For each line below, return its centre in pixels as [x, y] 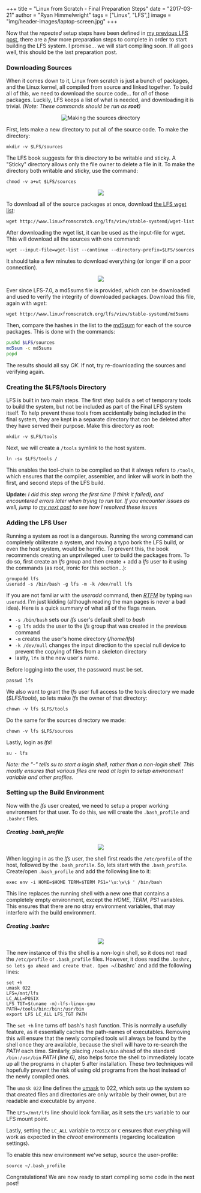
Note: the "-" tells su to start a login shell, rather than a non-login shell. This [100, 764]
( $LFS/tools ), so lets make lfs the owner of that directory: [77, 698]
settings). [18, 1143]
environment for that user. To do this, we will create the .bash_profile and [98, 812]
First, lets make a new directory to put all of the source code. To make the [97, 130]
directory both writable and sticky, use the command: [72, 171]
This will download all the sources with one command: [73, 239]
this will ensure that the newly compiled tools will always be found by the [96, 1038]
